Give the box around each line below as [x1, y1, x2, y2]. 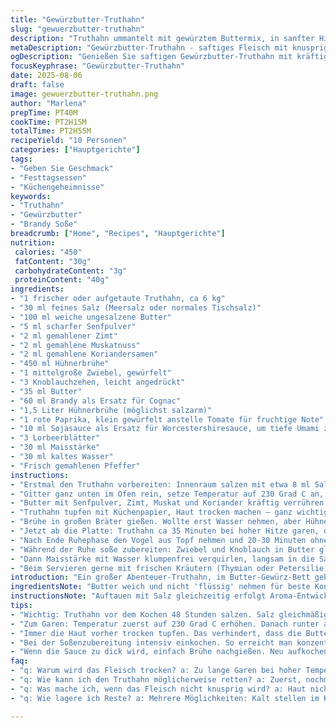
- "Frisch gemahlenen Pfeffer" [10, 461, 141, 471]
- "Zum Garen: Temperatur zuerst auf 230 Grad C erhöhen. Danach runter [10, 619, 320, 629]
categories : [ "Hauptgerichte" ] [10, 145, 141, 155]
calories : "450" [14, 247, 83, 257]
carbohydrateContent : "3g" [14, 266, 128, 276]
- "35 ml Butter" [10, 386, 83, 396]
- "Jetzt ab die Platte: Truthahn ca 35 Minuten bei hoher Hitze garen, [10, 526, 320, 536]
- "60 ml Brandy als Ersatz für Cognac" [10, 396, 182, 406]
